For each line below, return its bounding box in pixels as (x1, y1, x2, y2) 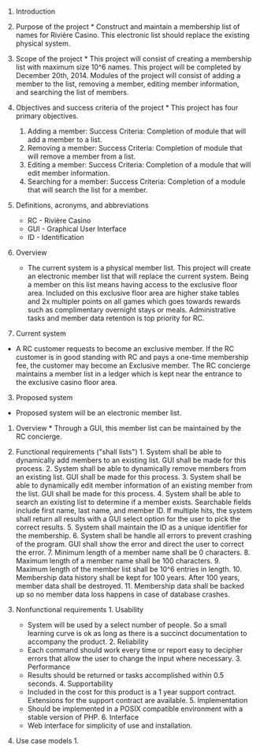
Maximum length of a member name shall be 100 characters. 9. (15, 556, 221, 565)
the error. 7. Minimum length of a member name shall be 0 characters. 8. (15, 548, 251, 557)
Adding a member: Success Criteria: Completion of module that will (27, 126, 247, 136)
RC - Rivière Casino (27, 216, 91, 225)
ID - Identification (27, 233, 84, 241)
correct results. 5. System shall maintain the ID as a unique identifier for (15, 522, 248, 532)
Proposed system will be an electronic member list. (15, 408, 182, 417)
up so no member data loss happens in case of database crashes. (15, 589, 230, 599)
